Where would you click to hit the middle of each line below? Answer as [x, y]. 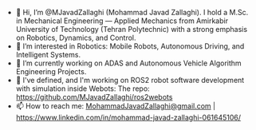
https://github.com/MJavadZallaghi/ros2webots [94, 97]
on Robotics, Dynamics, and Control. [76, 37]
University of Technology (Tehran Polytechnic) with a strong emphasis [132, 29]
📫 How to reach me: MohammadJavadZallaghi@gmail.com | [116, 106]
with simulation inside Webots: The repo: [83, 89]
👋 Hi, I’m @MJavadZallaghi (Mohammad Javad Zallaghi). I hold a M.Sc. [132, 12]
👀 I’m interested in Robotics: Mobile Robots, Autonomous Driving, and [130, 46]
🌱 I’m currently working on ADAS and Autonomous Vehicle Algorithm [128, 63]
